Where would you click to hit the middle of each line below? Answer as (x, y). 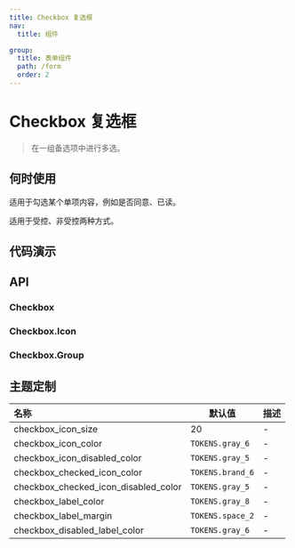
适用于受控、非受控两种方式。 (64, 221)
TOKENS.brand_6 (223, 472)
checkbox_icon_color (58, 443)
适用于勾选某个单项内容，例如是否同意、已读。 (95, 202)
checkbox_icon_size (56, 429)
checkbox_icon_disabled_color (78, 457)
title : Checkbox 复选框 (51, 17)
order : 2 (33, 75)
